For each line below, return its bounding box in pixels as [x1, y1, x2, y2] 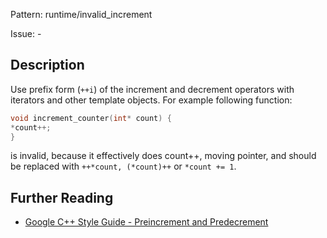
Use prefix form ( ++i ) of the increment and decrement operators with [10, 83, 295, 95]
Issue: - [10, 28, 42, 39]
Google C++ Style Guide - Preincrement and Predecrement [24, 216, 269, 228]
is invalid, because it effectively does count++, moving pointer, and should [10, 150, 317, 162]
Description [10, 57, 85, 74]
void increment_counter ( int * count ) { [10, 113, 172, 123]
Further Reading [10, 189, 114, 206]
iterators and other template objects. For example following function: [10, 94, 293, 106]
